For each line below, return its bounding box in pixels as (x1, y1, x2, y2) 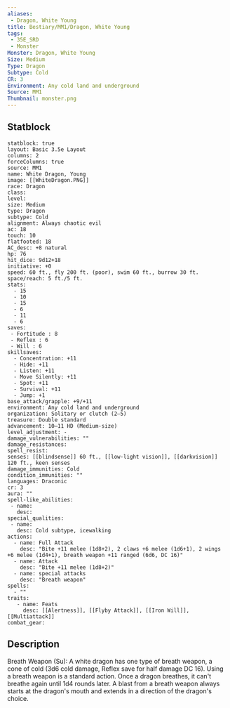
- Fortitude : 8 (10, 330, 58, 337)
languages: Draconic (7, 478, 68, 485)
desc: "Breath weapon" (20, 576, 86, 583)
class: (7, 189, 27, 196)
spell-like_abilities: (7, 496, 74, 503)
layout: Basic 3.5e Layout (7, 145, 86, 153)
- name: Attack (13, 558, 58, 565)
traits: (7, 594, 30, 601)
